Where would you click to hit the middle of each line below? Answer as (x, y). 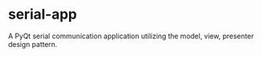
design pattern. (33, 44)
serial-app (42, 14)
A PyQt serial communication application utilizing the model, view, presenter (131, 36)
